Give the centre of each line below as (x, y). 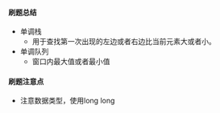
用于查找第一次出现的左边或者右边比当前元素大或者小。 (124, 42)
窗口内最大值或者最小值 (71, 62)
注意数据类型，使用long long (67, 101)
